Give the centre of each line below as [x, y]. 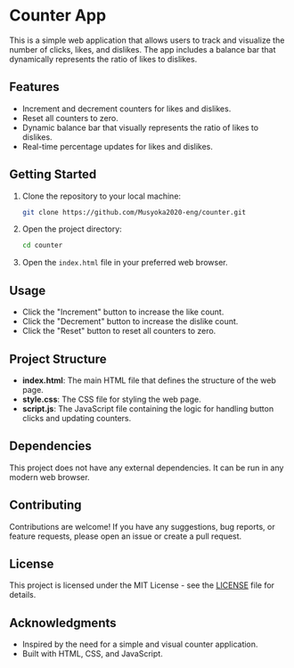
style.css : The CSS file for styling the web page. [112, 399]
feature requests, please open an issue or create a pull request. [126, 536]
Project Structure [58, 358]
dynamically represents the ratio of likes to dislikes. [103, 59]
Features [34, 87]
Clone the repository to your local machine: [101, 196]
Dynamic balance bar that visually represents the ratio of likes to [140, 127]
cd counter [42, 246]
